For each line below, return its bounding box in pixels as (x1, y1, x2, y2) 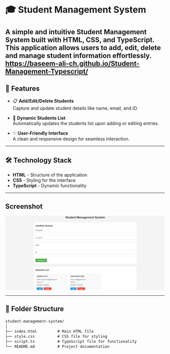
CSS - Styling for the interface (12, 178, 76, 184)
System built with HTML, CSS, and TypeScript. (5, 35, 155, 44)
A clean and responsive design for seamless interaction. (12, 136, 130, 142)
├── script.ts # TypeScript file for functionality (5, 339, 137, 344)
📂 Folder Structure (5, 304, 64, 314)
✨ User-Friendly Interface (12, 130, 68, 137)
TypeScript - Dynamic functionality (12, 183, 87, 189)
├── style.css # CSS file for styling (5, 334, 108, 339)
